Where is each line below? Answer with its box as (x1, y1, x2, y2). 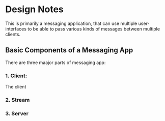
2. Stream (5, 96, 30, 103)
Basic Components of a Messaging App (5, 46, 133, 54)
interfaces (5, 25, 27, 32)
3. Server (5, 110, 29, 117)
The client (5, 84, 26, 90)
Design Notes (5, 4, 64, 15)
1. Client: (5, 72, 28, 79)
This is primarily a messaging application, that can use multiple (5, 20, 137, 26)
